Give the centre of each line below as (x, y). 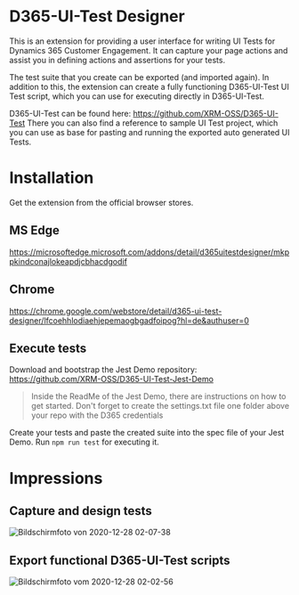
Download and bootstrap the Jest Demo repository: (103, 370)
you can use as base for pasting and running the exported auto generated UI (149, 132)
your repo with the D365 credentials (97, 415)
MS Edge (35, 230)
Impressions (56, 478)
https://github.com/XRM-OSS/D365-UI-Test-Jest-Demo (111, 379)
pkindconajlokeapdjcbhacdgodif (68, 261)
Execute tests (48, 348)
